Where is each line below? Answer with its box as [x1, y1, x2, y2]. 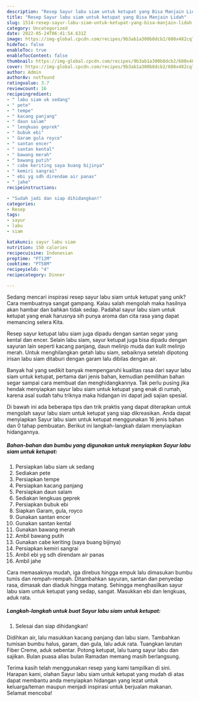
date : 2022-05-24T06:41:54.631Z [6, 31, 86, 37]
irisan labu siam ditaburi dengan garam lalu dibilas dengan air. [6, 355, 157, 362]
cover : [6, 63, 23, 70]
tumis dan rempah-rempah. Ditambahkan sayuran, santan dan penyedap [6, 575, 184, 582]
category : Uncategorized [6, 25, 68, 31]
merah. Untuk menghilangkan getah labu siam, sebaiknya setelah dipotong [6, 348, 188, 356]
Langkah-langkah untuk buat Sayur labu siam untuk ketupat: [6, 608, 161, 615]
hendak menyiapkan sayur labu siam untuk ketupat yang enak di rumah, [6, 385, 182, 392]
